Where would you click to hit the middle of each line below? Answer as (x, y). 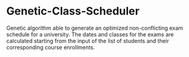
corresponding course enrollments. (51, 47)
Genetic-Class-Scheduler (73, 11)
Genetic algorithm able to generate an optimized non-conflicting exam (95, 28)
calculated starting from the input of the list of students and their (88, 41)
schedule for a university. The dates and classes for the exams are (90, 34)
